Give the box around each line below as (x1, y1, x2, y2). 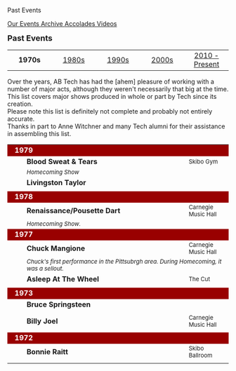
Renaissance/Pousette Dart (27, 206, 121, 215)
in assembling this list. (7, 130, 72, 137)
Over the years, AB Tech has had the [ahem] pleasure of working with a (7, 77, 214, 86)
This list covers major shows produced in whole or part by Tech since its (7, 93, 217, 100)
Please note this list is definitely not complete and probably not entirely (7, 107, 213, 115)
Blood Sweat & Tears (27, 157, 98, 166)
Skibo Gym (188, 158, 218, 166)
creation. (7, 100, 33, 108)
